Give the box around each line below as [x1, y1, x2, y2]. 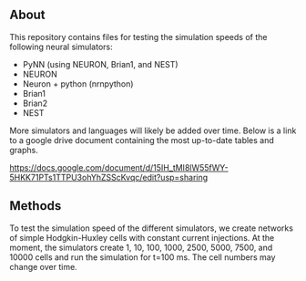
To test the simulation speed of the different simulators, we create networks [9, 223, 294, 234]
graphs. [9, 144, 38, 155]
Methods [9, 198, 62, 213]
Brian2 [22, 98, 48, 109]
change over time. [9, 261, 77, 272]
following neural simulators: [9, 41, 114, 52]
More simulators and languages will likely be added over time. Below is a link [9, 125, 297, 136]
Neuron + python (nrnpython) [22, 78, 134, 89]
